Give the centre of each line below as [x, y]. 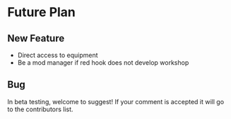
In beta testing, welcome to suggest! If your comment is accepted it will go [116, 101]
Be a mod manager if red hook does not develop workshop [103, 63]
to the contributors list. [40, 109]
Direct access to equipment [58, 55]
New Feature [36, 38]
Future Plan [42, 12]
